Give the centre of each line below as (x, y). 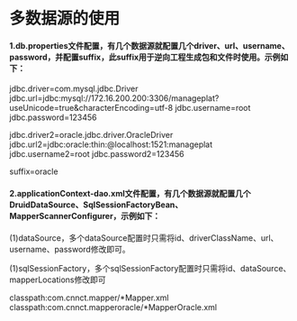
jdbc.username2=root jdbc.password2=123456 (97, 154)
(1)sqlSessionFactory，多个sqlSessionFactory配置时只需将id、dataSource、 (150, 268)
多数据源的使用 (65, 18)
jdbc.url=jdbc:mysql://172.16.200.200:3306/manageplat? (114, 98)
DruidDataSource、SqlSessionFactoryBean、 (96, 205)
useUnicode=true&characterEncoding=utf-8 (91, 108)
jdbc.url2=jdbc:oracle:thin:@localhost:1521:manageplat (111, 144)
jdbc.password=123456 (53, 117)
